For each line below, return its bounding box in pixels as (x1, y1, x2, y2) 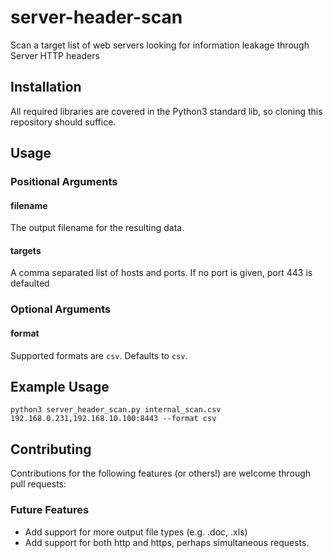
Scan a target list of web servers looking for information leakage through (10, 39, 310, 51)
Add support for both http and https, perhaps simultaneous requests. (24, 536, 310, 548)
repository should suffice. (10, 116, 117, 128)
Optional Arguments (10, 302, 112, 316)
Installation (10, 79, 82, 96)
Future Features (10, 503, 90, 517)
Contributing (10, 441, 92, 458)
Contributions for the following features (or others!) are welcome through (10, 467, 312, 480)
